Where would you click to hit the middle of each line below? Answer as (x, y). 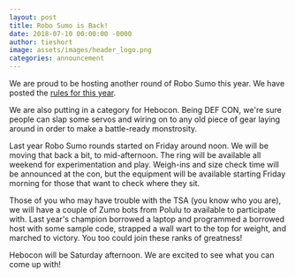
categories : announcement (57, 58)
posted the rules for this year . (63, 93)
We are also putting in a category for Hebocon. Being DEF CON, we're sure (146, 110)
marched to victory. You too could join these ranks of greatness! (126, 238)
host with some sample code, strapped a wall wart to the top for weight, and (148, 229)
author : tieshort (41, 42)
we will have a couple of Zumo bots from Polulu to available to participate (143, 210)
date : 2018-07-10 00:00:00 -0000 (71, 34)
